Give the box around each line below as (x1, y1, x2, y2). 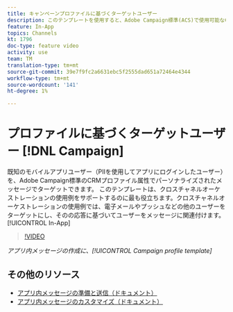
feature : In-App (7, 23, 54, 30)
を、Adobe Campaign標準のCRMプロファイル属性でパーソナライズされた (7, 176, 216, 185)
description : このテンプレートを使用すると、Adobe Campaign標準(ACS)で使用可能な (7, 17, 225, 24)
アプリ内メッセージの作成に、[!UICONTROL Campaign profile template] (7, 247, 213, 255)
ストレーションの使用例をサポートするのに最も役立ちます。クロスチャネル (7, 194, 220, 202)
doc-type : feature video (7, 42, 79, 49)
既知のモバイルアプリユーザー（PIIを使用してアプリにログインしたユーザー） (7, 167, 224, 176)
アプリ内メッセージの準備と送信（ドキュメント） (17, 288, 157, 297)
